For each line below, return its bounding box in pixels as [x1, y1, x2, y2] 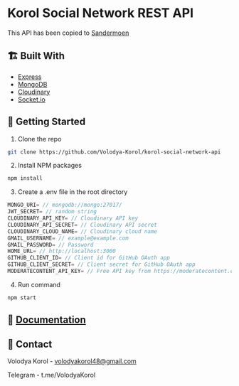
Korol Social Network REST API [7, 5, 194, 21]
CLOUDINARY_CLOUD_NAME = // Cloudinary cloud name [7, 227, 158, 235]
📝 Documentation [7, 314, 87, 326]
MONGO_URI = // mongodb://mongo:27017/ [7, 201, 122, 209]
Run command [17, 280, 60, 289]
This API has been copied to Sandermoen [7, 28, 129, 37]
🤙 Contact [7, 338, 53, 350]
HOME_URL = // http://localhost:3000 [7, 247, 116, 255]
